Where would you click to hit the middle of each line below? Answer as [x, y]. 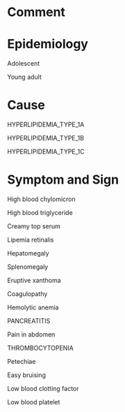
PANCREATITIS [29, 321]
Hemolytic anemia [33, 307]
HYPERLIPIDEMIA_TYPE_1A [46, 125]
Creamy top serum [34, 226]
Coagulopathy [27, 294]
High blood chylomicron [42, 199]
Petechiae [22, 361]
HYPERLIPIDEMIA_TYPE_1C [46, 152]
